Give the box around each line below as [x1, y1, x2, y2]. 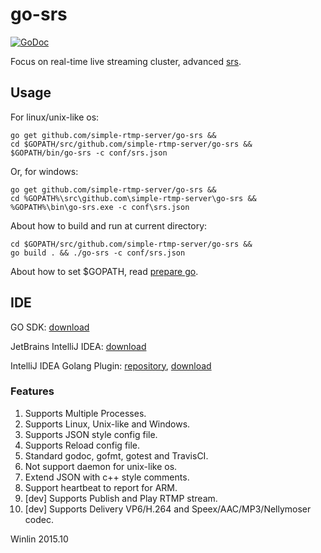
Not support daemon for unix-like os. [24, 460, 178, 472]
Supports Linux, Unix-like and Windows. [24, 418, 191, 430]
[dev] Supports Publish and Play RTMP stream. [24, 492, 218, 504]
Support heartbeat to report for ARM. [24, 481, 178, 493]
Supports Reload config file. [24, 439, 141, 451]
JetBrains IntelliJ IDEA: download [10, 340, 147, 352]
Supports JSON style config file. [24, 428, 158, 440]
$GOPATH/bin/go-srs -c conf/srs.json [10, 148, 168, 158]
